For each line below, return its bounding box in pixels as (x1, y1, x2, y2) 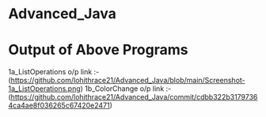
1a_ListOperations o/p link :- (8, 67, 100, 77)
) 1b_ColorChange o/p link (80, 84, 165, 93)
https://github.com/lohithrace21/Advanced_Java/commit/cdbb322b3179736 (10, 92, 258, 102)
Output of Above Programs (8, 41, 188, 59)
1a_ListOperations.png (8, 84, 81, 93)
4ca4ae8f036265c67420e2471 (8, 100, 110, 111)
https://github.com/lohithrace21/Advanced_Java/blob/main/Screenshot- (10, 76, 245, 85)
